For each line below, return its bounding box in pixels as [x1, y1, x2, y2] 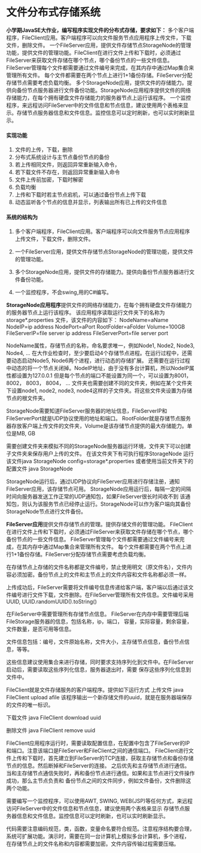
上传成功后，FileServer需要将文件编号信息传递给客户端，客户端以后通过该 [6, 584, 188, 591]
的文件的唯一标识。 [6, 701, 54, 709]
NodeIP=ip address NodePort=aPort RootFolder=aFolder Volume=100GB [6, 323, 185, 330]
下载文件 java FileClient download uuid [6, 714, 102, 721]
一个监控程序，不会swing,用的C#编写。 [14, 289, 112, 296]
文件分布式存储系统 [6, 5, 101, 19]
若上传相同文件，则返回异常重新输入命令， [14, 161, 120, 168]
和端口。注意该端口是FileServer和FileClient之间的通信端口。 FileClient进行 [6, 747, 189, 754]
